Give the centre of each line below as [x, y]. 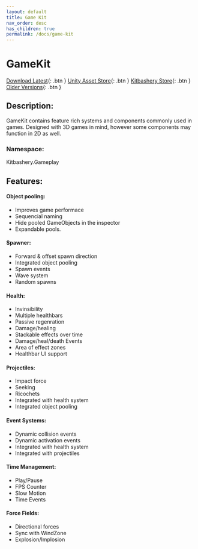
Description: [30, 106]
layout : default [26, 12]
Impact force [31, 381]
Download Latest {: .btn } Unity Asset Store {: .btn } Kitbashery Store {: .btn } [98, 81]
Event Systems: [26, 420]
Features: [25, 181]
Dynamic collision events [46, 434]
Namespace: [25, 149]
